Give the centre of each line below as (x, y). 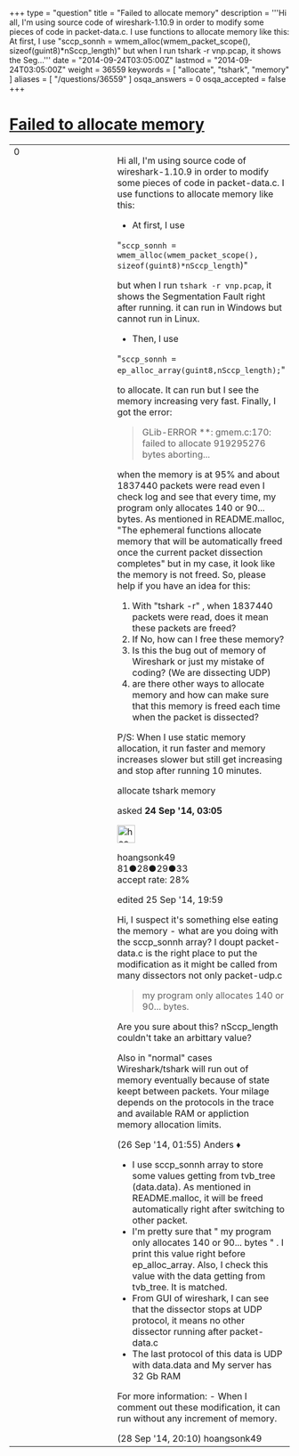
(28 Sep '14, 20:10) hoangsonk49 (190, 1438)
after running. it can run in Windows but (199, 307)
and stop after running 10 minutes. (190, 770)
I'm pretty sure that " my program (202, 1231)
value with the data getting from (198, 1275)
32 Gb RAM (156, 1376)
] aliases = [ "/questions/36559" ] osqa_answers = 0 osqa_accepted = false (148, 79)
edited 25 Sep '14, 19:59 (170, 899)
